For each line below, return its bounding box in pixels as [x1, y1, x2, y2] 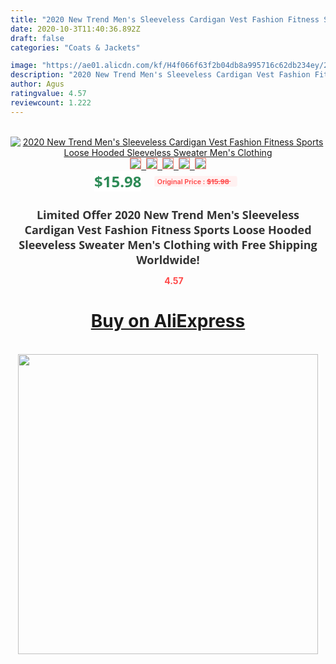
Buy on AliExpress [90, 310, 246, 333]
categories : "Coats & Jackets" [10, 42, 141, 53]
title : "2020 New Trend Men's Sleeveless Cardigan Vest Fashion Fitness [10, 14, 320, 25]
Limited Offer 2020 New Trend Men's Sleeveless [36, 206, 300, 223]
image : [10, 61, 38, 71]
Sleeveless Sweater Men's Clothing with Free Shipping [18, 236, 318, 253]
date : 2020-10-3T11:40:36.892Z [10, 24, 141, 34]
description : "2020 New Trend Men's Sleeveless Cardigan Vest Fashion [10, 70, 311, 80]
